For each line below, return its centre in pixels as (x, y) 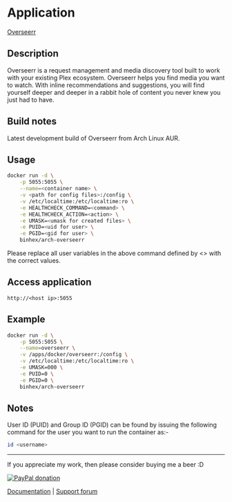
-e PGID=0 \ (37, 380)
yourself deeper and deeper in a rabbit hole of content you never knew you (114, 92)
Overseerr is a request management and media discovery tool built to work (114, 70)
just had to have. (31, 100)
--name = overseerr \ (48, 348)
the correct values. (34, 260)
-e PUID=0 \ (37, 374)
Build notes (32, 121)
